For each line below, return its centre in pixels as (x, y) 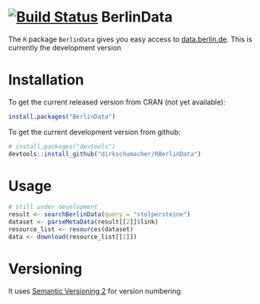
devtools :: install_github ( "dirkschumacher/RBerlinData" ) (105, 154)
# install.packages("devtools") (62, 146)
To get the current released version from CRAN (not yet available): (117, 102)
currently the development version (65, 47)
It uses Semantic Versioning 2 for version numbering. (96, 290)
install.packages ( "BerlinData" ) (62, 116)
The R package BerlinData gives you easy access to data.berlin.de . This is (130, 39)
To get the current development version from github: (95, 132)
